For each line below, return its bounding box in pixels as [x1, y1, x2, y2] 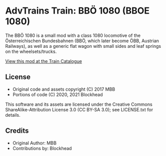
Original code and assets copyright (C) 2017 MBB [12, 86, 116, 92]
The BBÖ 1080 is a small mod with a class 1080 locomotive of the [5, 32, 141, 38]
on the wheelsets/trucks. [5, 48, 57, 54]
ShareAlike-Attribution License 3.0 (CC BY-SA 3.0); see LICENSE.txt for [5, 106, 153, 113]
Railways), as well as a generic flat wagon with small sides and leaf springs [5, 43, 161, 49]
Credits [5, 126, 29, 135]
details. [5, 112, 21, 118]
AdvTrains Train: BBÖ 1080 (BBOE [5, 5, 150, 17]
